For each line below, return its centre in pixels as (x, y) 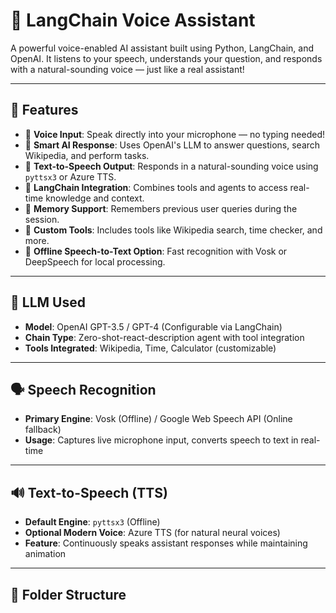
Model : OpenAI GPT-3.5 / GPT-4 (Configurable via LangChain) (153, 326)
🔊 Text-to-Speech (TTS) (89, 492)
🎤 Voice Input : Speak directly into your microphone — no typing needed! (174, 134)
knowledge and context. (95, 198)
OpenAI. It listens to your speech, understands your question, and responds (166, 58)
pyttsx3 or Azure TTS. (70, 176)
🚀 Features (44, 110)
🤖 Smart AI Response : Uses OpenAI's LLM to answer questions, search (172, 145)
